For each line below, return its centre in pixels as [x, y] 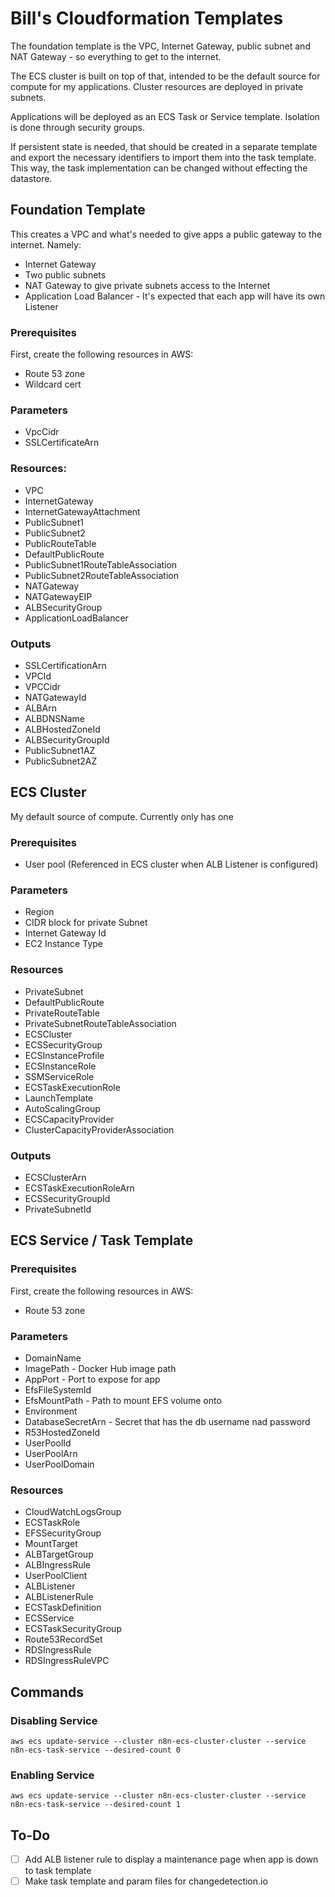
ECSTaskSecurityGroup [73, 1629]
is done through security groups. [78, 127]
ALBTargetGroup [59, 1554]
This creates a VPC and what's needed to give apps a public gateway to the [166, 234]
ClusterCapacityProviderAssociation [99, 1129]
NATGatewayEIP [58, 596]
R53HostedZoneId [62, 1432]
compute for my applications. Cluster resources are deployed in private [157, 86]
